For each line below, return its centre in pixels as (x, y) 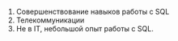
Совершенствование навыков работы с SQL (93, 12)
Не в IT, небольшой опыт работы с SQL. (85, 29)
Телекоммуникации (50, 20)
